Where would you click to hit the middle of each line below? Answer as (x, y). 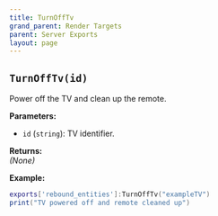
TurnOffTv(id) (48, 78)
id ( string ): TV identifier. (68, 134)
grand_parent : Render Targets (66, 26)
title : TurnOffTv (42, 18)
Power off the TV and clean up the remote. (88, 99)
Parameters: (33, 116)
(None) (22, 161)
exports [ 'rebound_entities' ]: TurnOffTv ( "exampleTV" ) (110, 194)
